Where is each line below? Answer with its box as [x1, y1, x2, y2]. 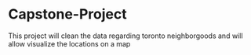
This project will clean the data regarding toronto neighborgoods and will [8, 31, 243, 40]
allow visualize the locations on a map [8, 39, 131, 48]
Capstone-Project [8, 5, 127, 23]
